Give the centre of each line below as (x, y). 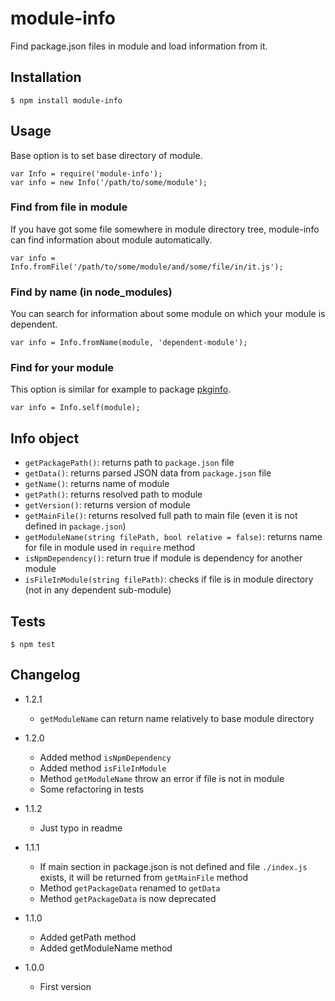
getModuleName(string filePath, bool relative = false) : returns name (173, 537)
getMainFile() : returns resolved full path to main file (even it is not (161, 516)
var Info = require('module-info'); (86, 173)
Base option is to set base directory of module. (106, 155)
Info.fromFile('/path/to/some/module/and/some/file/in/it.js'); (147, 267)
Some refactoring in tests (92, 789)
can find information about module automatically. (111, 239)
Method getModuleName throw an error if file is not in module (162, 778)
